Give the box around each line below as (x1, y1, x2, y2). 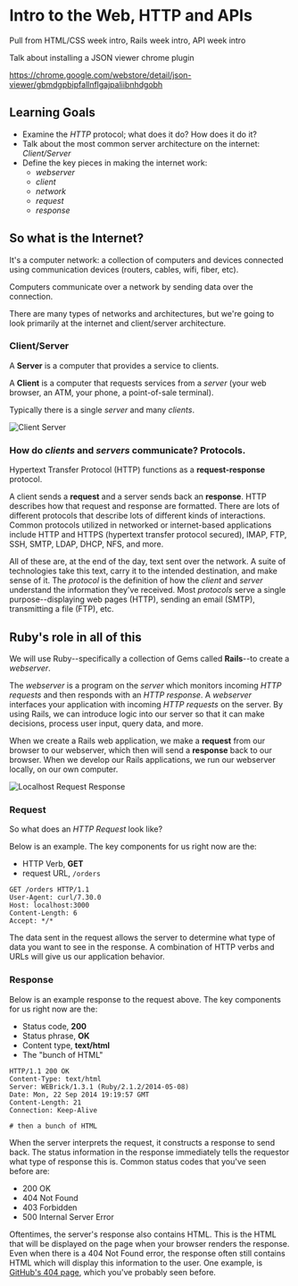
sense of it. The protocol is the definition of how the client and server (9, 575, 263, 586)
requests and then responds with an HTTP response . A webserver (9, 690, 252, 700)
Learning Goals (9, 105, 96, 121)
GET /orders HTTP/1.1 (9, 885, 90, 894)
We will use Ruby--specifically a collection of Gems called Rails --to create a (9, 653, 290, 664)
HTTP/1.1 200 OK (9, 1066, 70, 1076)
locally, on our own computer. (9, 764, 119, 774)
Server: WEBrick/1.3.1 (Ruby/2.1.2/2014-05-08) (9, 1082, 190, 1091)
